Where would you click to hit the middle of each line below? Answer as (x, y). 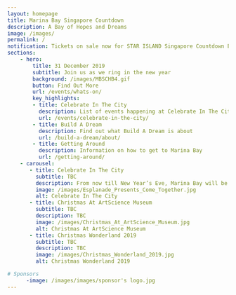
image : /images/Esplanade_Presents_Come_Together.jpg (116, 190)
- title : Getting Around (69, 144)
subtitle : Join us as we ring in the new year (102, 72)
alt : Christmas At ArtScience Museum (91, 228)
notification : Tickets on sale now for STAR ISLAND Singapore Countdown (116, 46)
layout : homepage (33, 14)
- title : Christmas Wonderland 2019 (83, 235)
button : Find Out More (66, 85)
